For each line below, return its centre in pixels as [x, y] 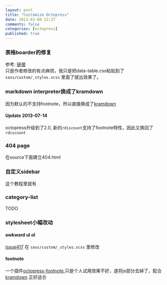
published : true [22, 34]
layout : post [19, 10]
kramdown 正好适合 [26, 277]
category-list [22, 197]
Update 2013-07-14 [26, 116]
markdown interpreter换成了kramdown [54, 92]
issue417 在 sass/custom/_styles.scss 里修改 [53, 247]
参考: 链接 [15, 65]
